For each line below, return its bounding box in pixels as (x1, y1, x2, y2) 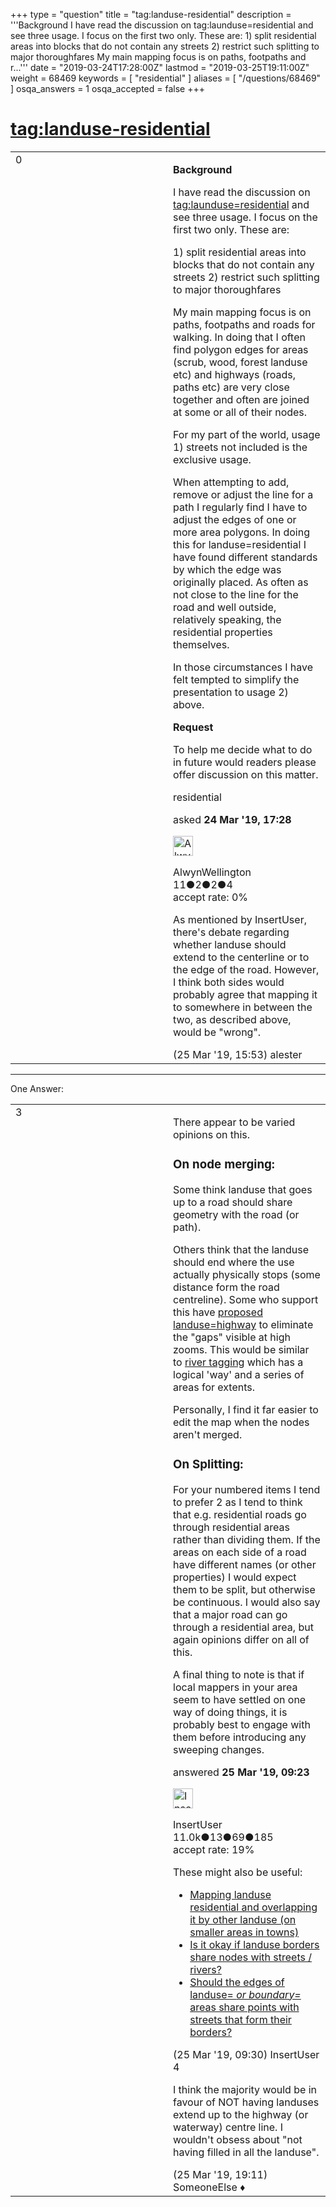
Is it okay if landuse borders (189, 1937, 320, 1951)
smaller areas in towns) (189, 1925, 300, 1939)
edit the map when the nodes (173, 1415, 310, 1429)
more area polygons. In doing (173, 525, 310, 539)
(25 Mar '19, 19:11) (173, 2167, 268, 2181)
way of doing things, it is (173, 1705, 288, 1719)
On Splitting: (173, 1457, 244, 1473)
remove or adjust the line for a (173, 487, 314, 501)
